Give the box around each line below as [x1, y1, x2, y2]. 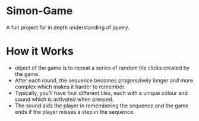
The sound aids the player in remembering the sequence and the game [14, 102, 189, 109]
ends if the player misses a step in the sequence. [14, 108, 135, 115]
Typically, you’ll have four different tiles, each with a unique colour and [14, 89, 188, 96]
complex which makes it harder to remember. [14, 83, 126, 90]
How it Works [6, 44, 74, 58]
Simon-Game [6, 4, 73, 18]
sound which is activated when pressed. [14, 95, 114, 103]
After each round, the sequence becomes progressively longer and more [14, 77, 194, 84]
